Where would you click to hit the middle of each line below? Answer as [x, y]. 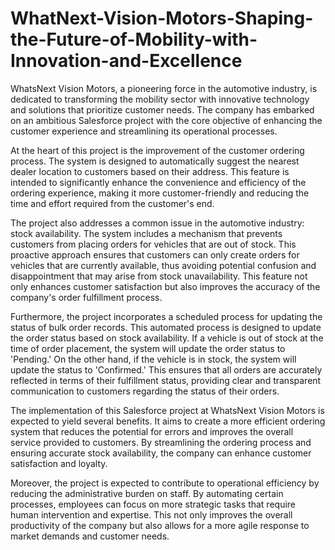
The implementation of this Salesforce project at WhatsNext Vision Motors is [167, 410]
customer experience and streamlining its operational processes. [144, 131]
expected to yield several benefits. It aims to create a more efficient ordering [168, 421]
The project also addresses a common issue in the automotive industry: [157, 223]
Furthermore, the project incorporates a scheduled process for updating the [166, 316]
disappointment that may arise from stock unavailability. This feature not [159, 276]
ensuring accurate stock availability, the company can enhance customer [161, 453]
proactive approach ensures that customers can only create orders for [155, 254]
